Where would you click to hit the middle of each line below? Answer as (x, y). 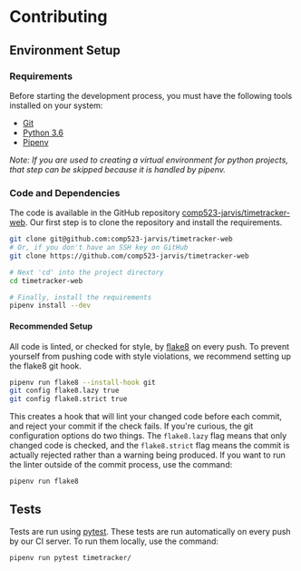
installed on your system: (56, 105)
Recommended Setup (51, 326)
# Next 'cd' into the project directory (87, 272)
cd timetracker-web (46, 281)
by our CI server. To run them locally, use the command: (114, 541)
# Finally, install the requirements (81, 297)
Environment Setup (65, 50)
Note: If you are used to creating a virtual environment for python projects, (149, 160)
